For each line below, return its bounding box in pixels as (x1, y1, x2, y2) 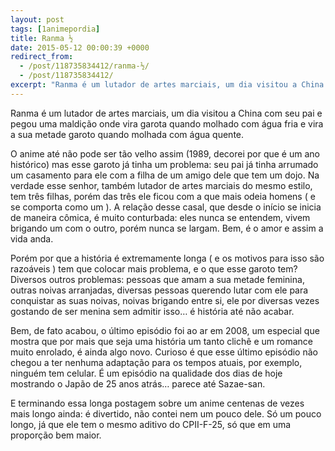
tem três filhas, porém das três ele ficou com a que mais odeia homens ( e (10, 190, 316, 202)
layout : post (10, 14, 65, 25)
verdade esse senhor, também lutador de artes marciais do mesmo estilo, (10, 179, 313, 191)
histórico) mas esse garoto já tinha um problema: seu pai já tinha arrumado (10, 158, 319, 170)
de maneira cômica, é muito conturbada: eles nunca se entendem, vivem (10, 211, 311, 223)
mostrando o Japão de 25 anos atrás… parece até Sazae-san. (10, 377, 266, 390)
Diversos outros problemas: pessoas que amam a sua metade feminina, (10, 273, 305, 285)
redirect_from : (10, 52, 74, 62)
